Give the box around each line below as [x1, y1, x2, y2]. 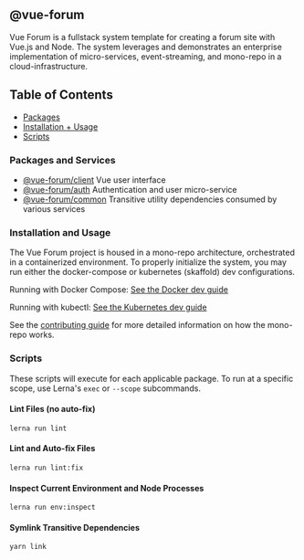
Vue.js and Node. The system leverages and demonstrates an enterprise [9, 41, 283, 52]
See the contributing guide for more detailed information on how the [9, 320, 267, 331]
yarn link [9, 543, 47, 552]
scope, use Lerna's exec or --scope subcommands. [9, 383, 202, 394]
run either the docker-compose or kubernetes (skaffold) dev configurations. [9, 267, 295, 278]
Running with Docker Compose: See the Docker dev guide [9, 284, 228, 295]
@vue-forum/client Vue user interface [22, 174, 166, 185]
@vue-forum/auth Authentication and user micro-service [22, 184, 237, 195]
